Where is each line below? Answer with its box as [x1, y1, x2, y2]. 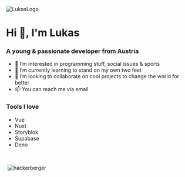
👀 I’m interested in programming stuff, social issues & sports [14, 61, 160, 68]
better [14, 79, 29, 86]
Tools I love [6, 103, 39, 111]
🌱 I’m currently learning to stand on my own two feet [14, 66, 142, 74]
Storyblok [14, 128, 39, 135]
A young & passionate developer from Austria [6, 47, 139, 55]
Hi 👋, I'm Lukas [6, 26, 80, 39]
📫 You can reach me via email [14, 86, 89, 93]
